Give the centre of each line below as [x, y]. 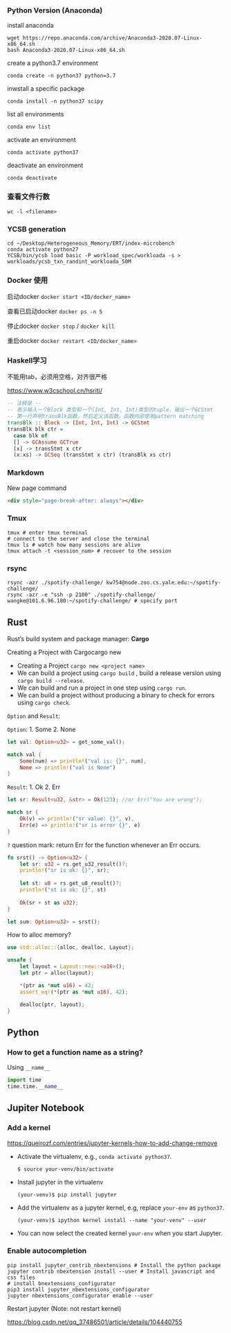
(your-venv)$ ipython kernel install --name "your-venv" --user [112, 1220]
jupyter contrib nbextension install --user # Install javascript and [111, 1271]
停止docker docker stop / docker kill [61, 326]
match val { [24, 754]
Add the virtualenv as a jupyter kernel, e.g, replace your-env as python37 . [121, 1208]
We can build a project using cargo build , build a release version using [119, 673]
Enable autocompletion [47, 1251]
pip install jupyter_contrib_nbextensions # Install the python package [114, 1265]
